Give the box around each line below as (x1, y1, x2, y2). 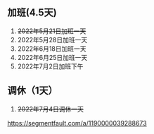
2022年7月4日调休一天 (17, 104, 84, 113)
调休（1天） (7, 85, 58, 97)
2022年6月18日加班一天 (17, 44, 86, 53)
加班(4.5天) (7, 6, 58, 19)
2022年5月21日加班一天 (17, 27, 86, 35)
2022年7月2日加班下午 (17, 62, 84, 71)
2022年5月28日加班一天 (17, 35, 88, 44)
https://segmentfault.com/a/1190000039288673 (7, 118, 147, 127)
